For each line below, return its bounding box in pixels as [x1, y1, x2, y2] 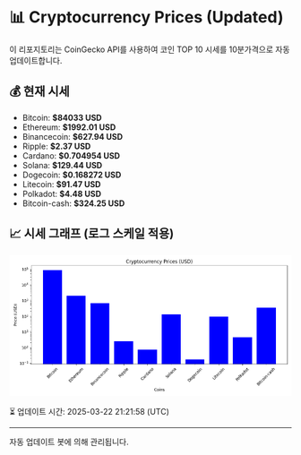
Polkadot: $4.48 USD [21, 188, 101, 199]
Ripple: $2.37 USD [21, 141, 91, 151]
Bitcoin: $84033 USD [21, 112, 102, 123]
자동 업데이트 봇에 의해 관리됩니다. [9, 436, 129, 447]
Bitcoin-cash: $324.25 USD [21, 198, 125, 209]
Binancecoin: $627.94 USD [21, 131, 124, 142]
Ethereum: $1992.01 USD [21, 122, 116, 133]
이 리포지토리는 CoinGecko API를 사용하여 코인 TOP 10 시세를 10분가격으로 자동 [9, 44, 290, 55]
